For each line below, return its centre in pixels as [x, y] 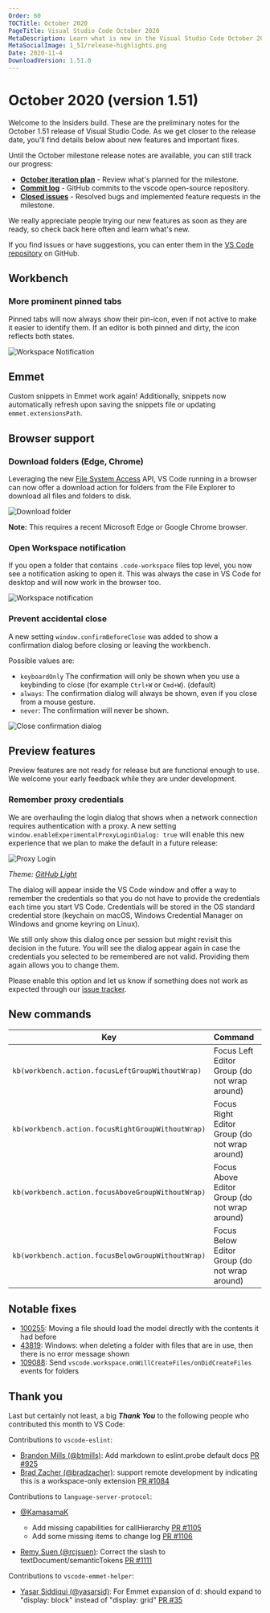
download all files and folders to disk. [70, 496]
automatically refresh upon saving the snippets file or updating [112, 405]
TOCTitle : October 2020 [48, 23]
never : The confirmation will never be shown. [94, 710]
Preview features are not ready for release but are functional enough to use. [134, 770]
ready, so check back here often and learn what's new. [99, 229]
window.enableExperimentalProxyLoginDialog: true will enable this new [127, 834]
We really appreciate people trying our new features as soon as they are [128, 220]
